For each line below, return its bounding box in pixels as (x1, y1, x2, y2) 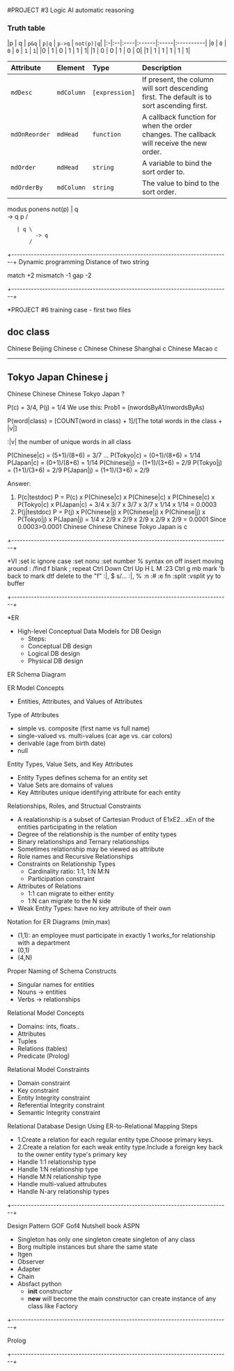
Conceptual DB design (27, 641, 93, 650)
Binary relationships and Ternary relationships (17, 837, 150, 845)
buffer (7, 579, 25, 588)
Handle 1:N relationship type (17, 1165, 99, 1173)
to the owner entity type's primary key (17, 1150, 127, 1158)
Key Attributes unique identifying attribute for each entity (17, 788, 181, 797)
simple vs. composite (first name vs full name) (17, 724, 150, 733)
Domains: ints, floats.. (17, 1022, 80, 1030)
